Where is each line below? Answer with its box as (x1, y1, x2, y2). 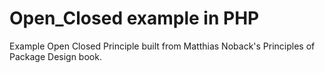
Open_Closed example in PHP (9, 7, 260, 30)
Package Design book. (9, 50, 102, 62)
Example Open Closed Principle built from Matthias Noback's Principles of (9, 40, 316, 52)
